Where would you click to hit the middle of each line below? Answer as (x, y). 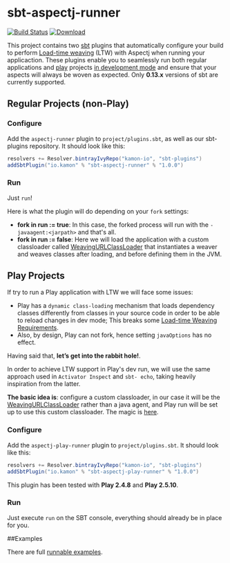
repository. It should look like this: (77, 146)
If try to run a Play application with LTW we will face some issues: (100, 293)
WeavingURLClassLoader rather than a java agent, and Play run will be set (113, 405)
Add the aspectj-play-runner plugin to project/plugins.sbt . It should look (113, 445)
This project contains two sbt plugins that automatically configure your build (115, 45)
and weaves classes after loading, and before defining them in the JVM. (119, 254)
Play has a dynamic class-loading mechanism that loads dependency (116, 306)
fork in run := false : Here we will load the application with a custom (113, 239)
